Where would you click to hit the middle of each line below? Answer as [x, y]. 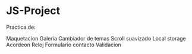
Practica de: [21, 27]
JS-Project [33, 11]
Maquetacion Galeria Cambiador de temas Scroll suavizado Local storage [96, 38]
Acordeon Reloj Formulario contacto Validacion [64, 45]
